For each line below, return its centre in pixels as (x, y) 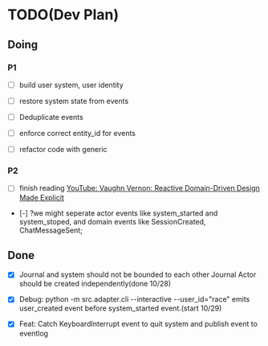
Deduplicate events (51, 117)
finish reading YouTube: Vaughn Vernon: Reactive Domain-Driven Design (139, 188)
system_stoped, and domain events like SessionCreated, (112, 221)
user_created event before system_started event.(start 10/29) (120, 308)
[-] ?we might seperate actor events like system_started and (118, 213)
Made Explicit (42, 197)
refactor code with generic (63, 150)
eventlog (34, 333)
